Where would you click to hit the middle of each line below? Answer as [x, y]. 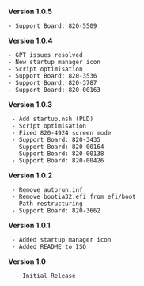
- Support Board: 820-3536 [53, 76]
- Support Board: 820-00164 [58, 147]
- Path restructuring [47, 204]
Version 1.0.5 [30, 11]
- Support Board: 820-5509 [53, 26]
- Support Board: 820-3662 [56, 211]
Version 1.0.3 [30, 105]
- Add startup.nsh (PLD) [52, 119]
